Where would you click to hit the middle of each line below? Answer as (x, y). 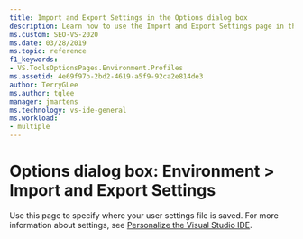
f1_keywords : (34, 60)
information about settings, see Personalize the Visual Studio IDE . (131, 225)
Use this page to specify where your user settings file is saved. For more (144, 215)
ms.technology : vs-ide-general (68, 110)
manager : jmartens (44, 101)
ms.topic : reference (48, 51)
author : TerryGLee (44, 85)
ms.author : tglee (42, 93)
